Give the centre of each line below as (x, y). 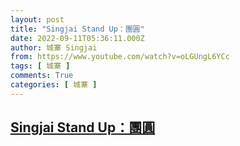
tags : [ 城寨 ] (40, 66)
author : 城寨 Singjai (54, 47)
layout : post (37, 19)
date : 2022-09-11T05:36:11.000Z (77, 38)
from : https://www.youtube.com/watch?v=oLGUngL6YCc (120, 57)
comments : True (42, 76)
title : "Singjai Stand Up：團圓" (77, 29)
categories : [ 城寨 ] (54, 85)
